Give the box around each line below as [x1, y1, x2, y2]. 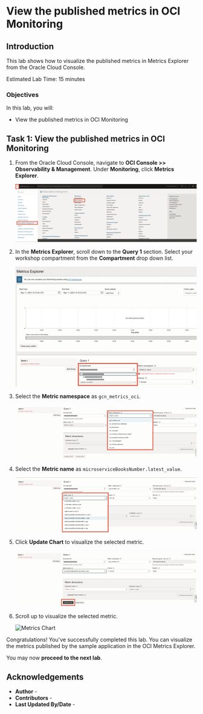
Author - [14, 687, 37, 695]
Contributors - [14, 694, 53, 701]
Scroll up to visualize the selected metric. [14, 613, 118, 620]
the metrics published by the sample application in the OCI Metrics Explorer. [6, 643, 196, 650]
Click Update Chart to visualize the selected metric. [14, 538, 144, 546]
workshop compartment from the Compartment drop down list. [14, 254, 173, 262]
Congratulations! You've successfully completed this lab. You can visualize [6, 636, 193, 643]
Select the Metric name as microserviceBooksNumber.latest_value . [14, 465, 182, 472]
